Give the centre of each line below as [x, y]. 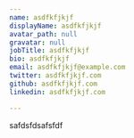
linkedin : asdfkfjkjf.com [57, 92]
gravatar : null [38, 42]
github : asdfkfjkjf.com [54, 84]
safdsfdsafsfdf [36, 125]
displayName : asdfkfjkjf [55, 26]
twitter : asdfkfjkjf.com [55, 76]
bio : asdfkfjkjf [39, 59]
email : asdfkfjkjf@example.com [67, 68]
